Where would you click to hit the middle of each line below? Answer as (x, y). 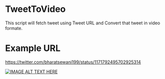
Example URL (33, 48)
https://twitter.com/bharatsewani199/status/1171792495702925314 (73, 62)
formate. (14, 28)
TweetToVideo (35, 9)
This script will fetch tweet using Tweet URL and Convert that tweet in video (82, 23)
